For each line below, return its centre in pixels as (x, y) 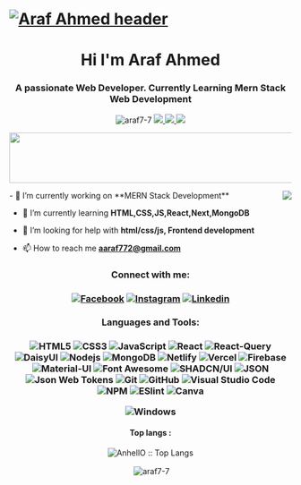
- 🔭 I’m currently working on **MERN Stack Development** (120, 195)
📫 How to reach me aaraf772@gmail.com (101, 248)
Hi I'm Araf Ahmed (150, 60)
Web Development (150, 99)
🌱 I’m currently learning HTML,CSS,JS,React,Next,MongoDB (136, 213)
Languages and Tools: (150, 322)
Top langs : (150, 433)
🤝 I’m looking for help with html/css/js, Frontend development (138, 230)
